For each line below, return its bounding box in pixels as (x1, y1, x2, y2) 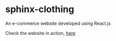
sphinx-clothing (5, 4, 75, 15)
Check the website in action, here (5, 30, 76, 36)
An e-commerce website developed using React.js (5, 20, 111, 26)
